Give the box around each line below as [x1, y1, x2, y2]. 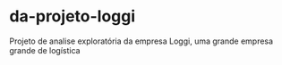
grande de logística [9, 45, 81, 55]
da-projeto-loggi [9, 6, 136, 27]
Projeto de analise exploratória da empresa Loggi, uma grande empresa [9, 36, 274, 46]
